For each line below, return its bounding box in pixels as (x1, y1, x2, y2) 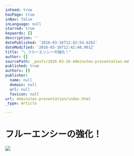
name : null (10, 77, 33, 83)
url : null (10, 87, 30, 92)
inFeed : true (5, 7, 33, 13)
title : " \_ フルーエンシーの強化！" (5, 49, 71, 54)
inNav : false (5, 17, 33, 22)
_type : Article (5, 101, 37, 106)
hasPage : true (5, 12, 35, 17)
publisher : (5, 73, 28, 78)
